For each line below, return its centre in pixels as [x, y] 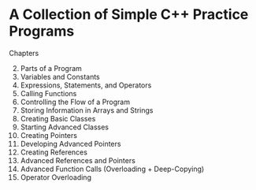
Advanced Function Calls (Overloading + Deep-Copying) [112, 169]
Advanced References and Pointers [78, 160]
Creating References [54, 152]
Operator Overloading [56, 177]
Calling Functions [48, 93]
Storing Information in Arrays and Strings [87, 110]
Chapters [24, 53]
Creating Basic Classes [58, 118]
